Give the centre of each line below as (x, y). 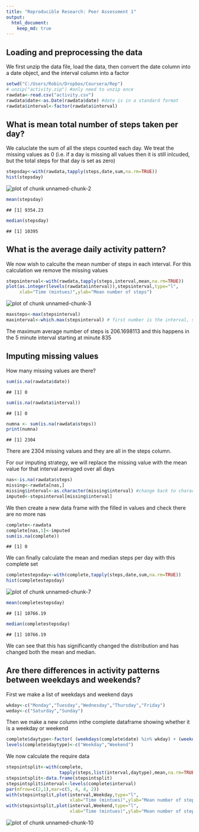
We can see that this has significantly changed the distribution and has (92, 645)
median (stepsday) (28, 221)
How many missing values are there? (51, 371)
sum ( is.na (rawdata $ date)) (38, 381)
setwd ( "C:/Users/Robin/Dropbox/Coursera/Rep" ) (65, 84)
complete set (22, 564)
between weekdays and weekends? (73, 680)
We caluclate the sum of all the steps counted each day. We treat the (90, 148)
